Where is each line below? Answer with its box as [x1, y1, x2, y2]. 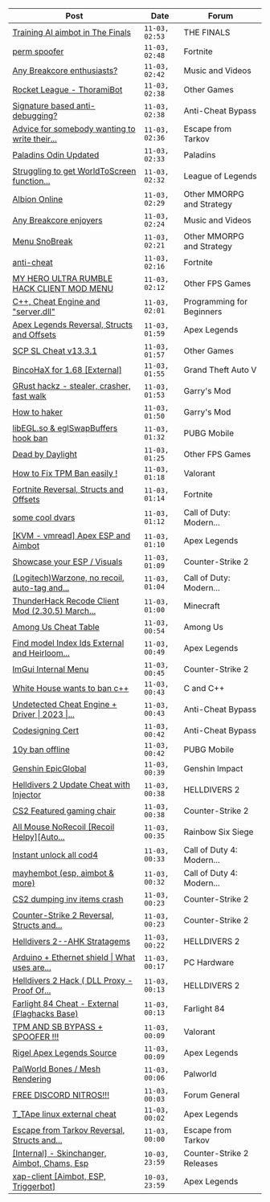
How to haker [12, 407, 63, 417]
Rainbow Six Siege [183, 827, 254, 837]
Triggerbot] [12, 1181, 56, 1192]
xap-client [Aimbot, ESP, [12, 1171, 106, 1182]
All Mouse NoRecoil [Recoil [12, 821, 115, 832]
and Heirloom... [12, 648, 70, 658]
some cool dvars [12, 512, 76, 523]
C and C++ [183, 683, 225, 693]
